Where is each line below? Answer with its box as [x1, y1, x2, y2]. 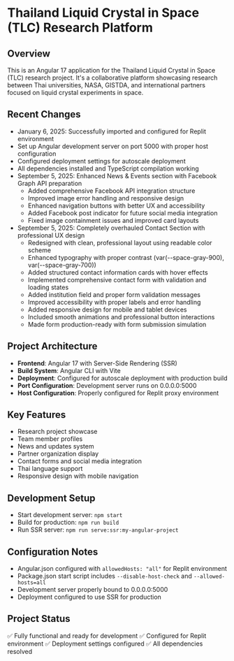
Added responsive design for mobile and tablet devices [27, 305, 187, 314]
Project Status [7, 613, 71, 625]
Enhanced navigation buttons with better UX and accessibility [27, 201, 205, 210]
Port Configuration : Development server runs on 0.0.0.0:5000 [17, 381, 197, 389]
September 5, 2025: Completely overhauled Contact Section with [17, 224, 205, 232]
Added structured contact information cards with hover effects [27, 268, 208, 277]
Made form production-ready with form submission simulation [27, 320, 207, 328]
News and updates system [17, 442, 94, 451]
